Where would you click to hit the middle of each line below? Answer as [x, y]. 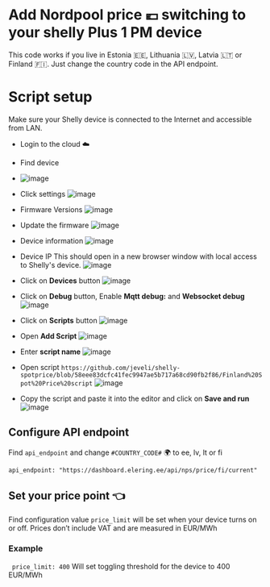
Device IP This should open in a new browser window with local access [139, 256]
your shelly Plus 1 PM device [106, 33]
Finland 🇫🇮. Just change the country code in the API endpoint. [113, 64]
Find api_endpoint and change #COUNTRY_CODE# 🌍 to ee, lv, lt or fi [116, 452]
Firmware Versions [51, 209]
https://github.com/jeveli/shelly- [120, 368]
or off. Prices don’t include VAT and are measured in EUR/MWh [113, 528]
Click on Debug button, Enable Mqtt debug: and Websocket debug [132, 296]
